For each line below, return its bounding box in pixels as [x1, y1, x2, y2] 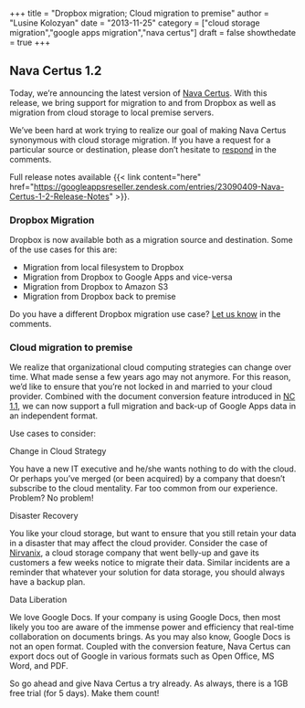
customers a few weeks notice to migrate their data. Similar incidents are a [9, 557, 290, 568]
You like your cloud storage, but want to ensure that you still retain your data [9, 528, 297, 539]
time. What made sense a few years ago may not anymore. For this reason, [9, 372, 291, 383]
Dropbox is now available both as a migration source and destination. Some [9, 235, 294, 246]
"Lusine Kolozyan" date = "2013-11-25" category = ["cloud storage [9, 17, 260, 28]
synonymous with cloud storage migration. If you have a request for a [9, 134, 271, 145]
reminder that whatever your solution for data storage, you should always [9, 566, 286, 578]
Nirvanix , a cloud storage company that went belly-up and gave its [9, 547, 260, 558]
